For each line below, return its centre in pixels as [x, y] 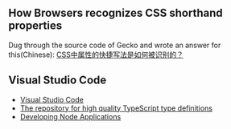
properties [35, 26]
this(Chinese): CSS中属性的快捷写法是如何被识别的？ [96, 54]
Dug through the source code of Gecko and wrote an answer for [115, 45]
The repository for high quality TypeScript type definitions [116, 108]
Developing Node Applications [70, 116]
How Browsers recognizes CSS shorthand [115, 13]
